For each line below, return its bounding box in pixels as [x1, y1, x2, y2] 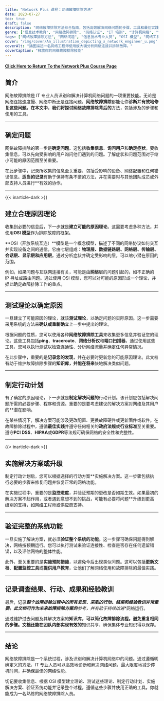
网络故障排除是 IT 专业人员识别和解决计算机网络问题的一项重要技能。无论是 [5, 92, 157, 98]
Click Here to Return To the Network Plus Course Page [5, 63, 117, 69]
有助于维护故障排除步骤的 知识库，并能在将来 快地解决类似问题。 [5, 361, 133, 366]
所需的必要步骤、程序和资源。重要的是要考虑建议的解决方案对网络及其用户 [9, 401, 159, 407]
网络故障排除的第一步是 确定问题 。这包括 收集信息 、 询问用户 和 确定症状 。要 [5, 145, 154, 151]
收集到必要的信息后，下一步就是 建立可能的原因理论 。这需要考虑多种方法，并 [5, 224, 159, 229]
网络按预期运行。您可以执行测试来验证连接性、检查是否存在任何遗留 [13, 542, 150, 548]
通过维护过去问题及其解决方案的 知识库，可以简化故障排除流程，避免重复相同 [5, 615, 159, 621]
